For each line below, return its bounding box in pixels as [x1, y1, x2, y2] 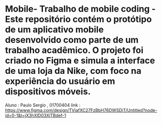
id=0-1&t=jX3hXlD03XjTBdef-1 [5, 112, 66, 118]
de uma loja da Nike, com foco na [5, 66, 142, 76]
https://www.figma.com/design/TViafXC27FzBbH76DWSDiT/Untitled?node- [5, 107, 158, 113]
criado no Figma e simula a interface [5, 55, 155, 66]
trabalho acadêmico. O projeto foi [5, 45, 144, 56]
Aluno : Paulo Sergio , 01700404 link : [5, 102, 81, 108]
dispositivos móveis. [5, 86, 91, 97]
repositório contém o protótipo [25, 14, 152, 25]
